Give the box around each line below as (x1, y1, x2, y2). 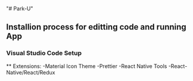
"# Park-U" (6, 5, 34, 12)
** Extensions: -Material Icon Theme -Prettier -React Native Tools (6, 62, 167, 70)
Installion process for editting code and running (6, 22, 186, 32)
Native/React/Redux (6, 69, 55, 76)
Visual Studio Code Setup (6, 49, 82, 57)
